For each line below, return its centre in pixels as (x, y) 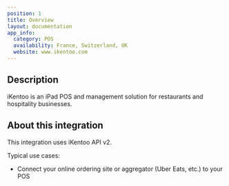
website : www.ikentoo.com (51, 52)
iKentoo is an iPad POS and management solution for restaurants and (105, 96)
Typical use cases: (34, 155)
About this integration (55, 126)
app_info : (21, 33)
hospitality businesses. (40, 103)
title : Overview (30, 20)
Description (33, 80)
